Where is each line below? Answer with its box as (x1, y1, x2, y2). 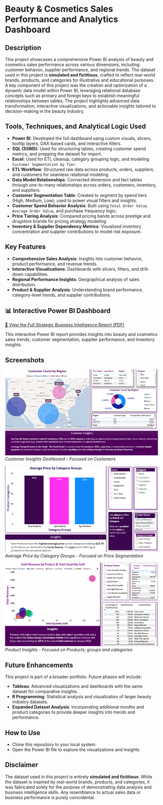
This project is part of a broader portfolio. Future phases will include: (5, 674, 142, 680)
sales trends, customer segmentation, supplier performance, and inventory (5, 336, 155, 342)
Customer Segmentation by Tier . (12, 161, 77, 167)
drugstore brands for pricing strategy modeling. (12, 218, 108, 224)
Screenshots (5, 356, 45, 364)
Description (5, 43, 41, 52)
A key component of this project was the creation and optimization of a (5, 82, 147, 88)
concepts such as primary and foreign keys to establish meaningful (5, 93, 140, 98)
